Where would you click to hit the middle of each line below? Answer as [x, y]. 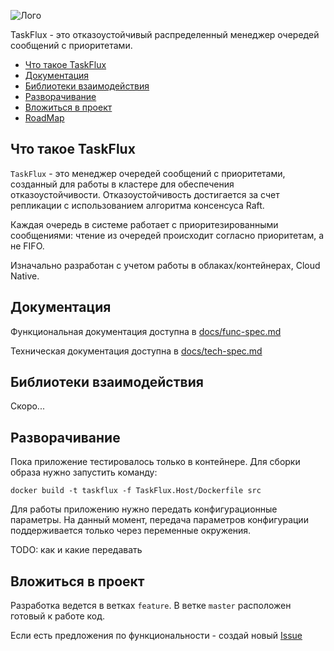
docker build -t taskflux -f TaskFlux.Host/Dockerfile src [136, 491]
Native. [25, 276]
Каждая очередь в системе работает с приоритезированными [144, 224]
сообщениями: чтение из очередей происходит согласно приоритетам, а [167, 235]
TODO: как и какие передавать [76, 550]
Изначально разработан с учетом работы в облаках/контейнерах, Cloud [165, 265]
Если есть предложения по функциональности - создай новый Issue [156, 636]
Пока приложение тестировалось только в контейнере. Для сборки [155, 462]
